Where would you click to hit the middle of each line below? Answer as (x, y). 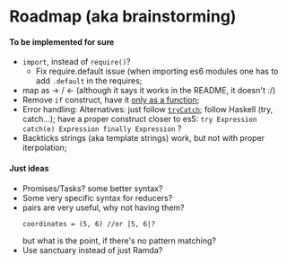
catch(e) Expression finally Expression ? (102, 128)
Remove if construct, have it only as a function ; (111, 100)
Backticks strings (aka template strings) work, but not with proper (143, 138)
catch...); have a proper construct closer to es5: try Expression (139, 119)
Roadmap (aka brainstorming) (123, 17)
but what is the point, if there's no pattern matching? (119, 241)
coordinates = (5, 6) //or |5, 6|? (89, 224)
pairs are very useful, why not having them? (104, 207)
